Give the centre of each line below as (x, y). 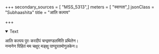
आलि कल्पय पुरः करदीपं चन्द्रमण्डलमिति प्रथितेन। (42, 41)
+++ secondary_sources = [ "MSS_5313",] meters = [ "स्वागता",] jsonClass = (80, 7)
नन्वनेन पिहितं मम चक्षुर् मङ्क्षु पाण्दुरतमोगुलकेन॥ (41, 46)
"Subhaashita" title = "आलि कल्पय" (38, 12)
